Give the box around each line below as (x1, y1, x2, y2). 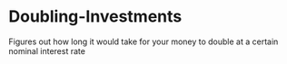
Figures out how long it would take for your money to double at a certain (8, 36, 279, 47)
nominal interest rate (8, 45, 85, 56)
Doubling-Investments (8, 6, 183, 27)
